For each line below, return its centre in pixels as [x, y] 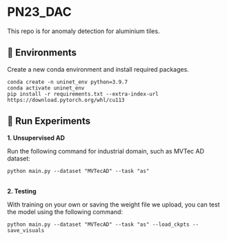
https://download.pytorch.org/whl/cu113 [66, 100]
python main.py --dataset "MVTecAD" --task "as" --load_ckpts [98, 224]
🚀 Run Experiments [49, 121]
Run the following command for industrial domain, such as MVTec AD [106, 151]
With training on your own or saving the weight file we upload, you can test [113, 205]
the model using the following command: [65, 211]
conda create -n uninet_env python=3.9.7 [68, 82]
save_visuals [26, 230]
